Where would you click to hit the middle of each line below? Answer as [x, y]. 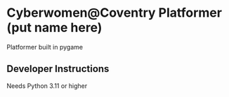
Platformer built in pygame [45, 47]
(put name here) [54, 28]
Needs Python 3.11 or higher [47, 86]
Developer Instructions [58, 69]
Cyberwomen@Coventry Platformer [115, 13]
